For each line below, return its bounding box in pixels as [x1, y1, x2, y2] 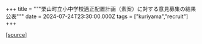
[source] [5, 31, 27, 38]
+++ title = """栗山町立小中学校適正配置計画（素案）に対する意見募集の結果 [5, 5, 197, 12]
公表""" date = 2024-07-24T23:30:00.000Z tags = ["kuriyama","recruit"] [5, 13, 189, 20]
